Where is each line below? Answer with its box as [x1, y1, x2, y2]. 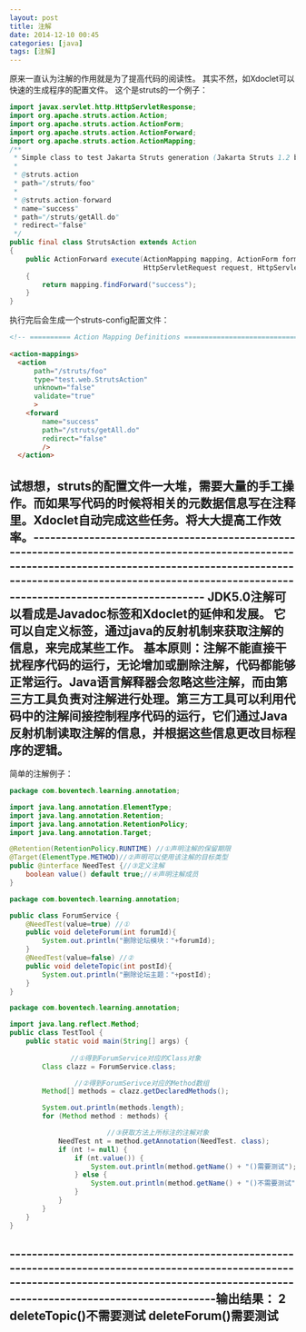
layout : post [9, 13, 59, 23]
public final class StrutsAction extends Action [9, 238, 197, 247]
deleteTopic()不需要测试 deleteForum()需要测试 [9, 1307, 279, 1323]
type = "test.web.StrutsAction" [33, 374, 148, 384]
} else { [74, 1170, 107, 1179]
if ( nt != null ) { [57, 1145, 128, 1154]
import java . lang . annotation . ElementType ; [9, 802, 173, 811]
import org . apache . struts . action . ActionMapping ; [9, 136, 197, 145]
